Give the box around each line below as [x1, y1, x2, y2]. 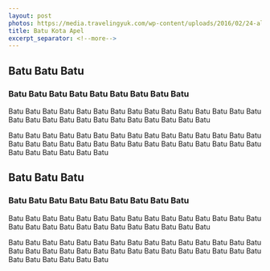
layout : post [8, 11, 52, 20]
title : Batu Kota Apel [8, 27, 84, 35]
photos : [8, 19, 35, 27]
